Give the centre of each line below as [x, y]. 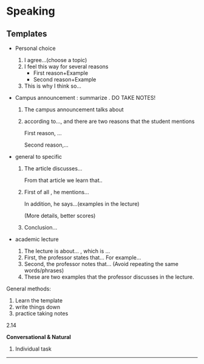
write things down [38, 307]
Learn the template [39, 300]
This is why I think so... [53, 86]
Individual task [33, 349]
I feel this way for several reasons [66, 66]
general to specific [39, 157]
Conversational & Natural [39, 337]
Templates [27, 34]
